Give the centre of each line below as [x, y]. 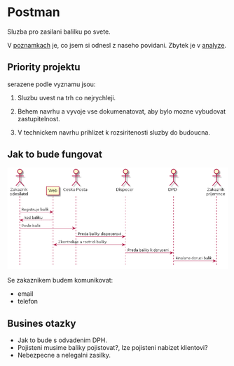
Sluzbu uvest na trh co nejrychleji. [67, 97]
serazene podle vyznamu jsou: [51, 84]
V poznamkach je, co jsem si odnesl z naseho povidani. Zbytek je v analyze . [117, 45]
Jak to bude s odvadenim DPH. [62, 340]
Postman [34, 12]
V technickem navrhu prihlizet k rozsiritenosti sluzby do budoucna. [113, 132]
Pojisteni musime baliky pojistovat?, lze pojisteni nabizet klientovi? [112, 348]
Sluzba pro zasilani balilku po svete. [59, 32]
